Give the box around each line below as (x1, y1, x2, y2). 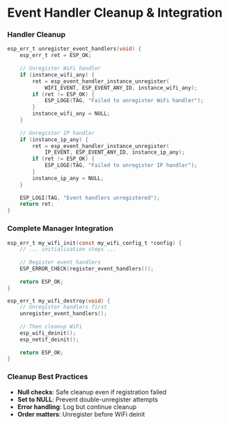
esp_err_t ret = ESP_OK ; (19, 52, 92, 59)
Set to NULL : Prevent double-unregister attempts (17, 395, 159, 403)
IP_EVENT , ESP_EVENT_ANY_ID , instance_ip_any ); (44, 149, 186, 156)
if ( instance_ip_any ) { (19, 136, 89, 143)
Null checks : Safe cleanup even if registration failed (17, 387, 167, 396)
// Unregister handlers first (19, 304, 108, 311)
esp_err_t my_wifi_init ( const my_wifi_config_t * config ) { (7, 239, 182, 246)
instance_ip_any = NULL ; (32, 175, 104, 182)
